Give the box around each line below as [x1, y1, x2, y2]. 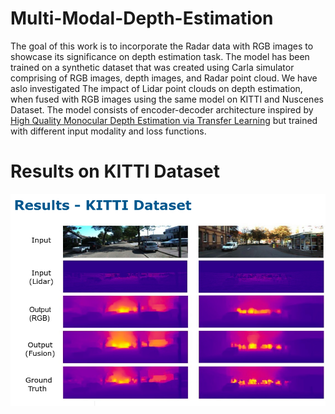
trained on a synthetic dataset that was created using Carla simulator [10, 61, 295, 73]
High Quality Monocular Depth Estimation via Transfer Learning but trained [10, 114, 318, 126]
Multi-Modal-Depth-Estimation [10, 7, 274, 30]
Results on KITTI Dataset [10, 160, 221, 183]
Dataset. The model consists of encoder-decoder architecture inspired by [10, 103, 314, 116]
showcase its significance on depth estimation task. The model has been [10, 50, 310, 62]
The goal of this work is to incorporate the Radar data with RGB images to [10, 40, 314, 52]
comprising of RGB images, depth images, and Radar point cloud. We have [10, 72, 318, 84]
